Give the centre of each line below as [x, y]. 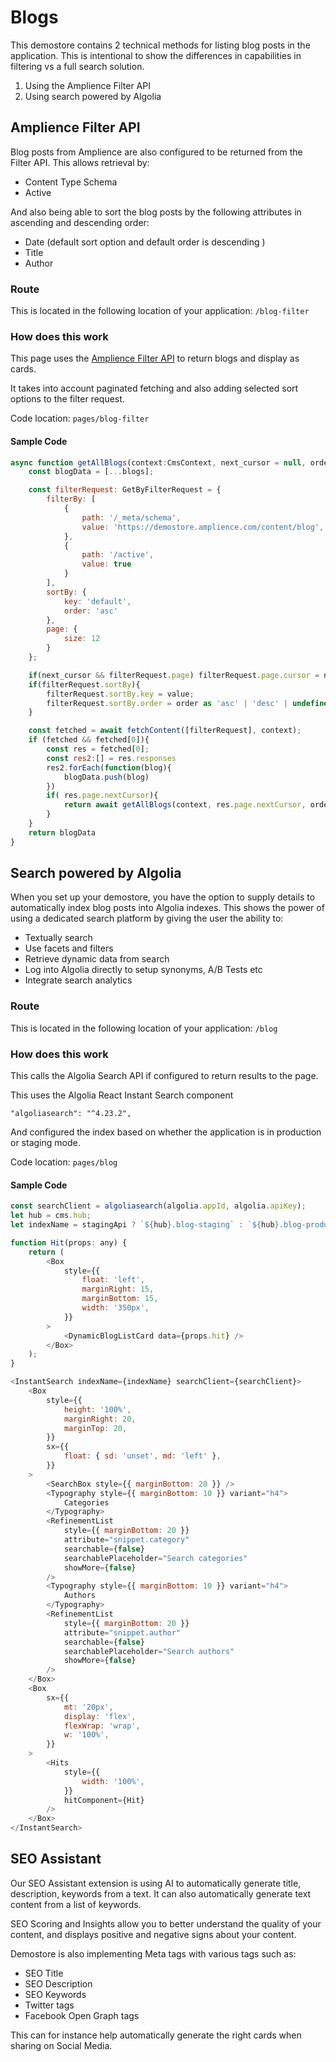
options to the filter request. [67, 399]
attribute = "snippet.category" [126, 1540]
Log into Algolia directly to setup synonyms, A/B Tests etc [143, 970]
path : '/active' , [118, 555]
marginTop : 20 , [95, 1428]
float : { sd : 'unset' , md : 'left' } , [142, 1456]
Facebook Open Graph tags [82, 2015]
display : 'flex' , [100, 1716]
